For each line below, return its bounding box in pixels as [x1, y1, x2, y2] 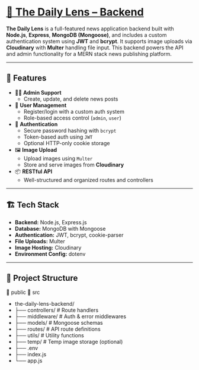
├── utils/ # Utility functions [14, 332, 84, 339]
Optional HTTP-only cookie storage [23, 139, 110, 146]
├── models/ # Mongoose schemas [14, 319, 103, 327]
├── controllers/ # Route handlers [14, 306, 99, 314]
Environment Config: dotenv [14, 250, 86, 258]
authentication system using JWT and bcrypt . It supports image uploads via [6, 37, 192, 45]
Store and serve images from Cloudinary [23, 161, 124, 168]
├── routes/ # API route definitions [14, 325, 101, 333]
